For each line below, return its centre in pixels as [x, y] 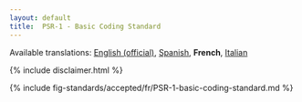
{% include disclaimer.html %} [66, 70]
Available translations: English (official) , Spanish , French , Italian [129, 52]
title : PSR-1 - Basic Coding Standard [85, 26]
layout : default [40, 18]
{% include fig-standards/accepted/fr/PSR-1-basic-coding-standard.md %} [151, 87]
